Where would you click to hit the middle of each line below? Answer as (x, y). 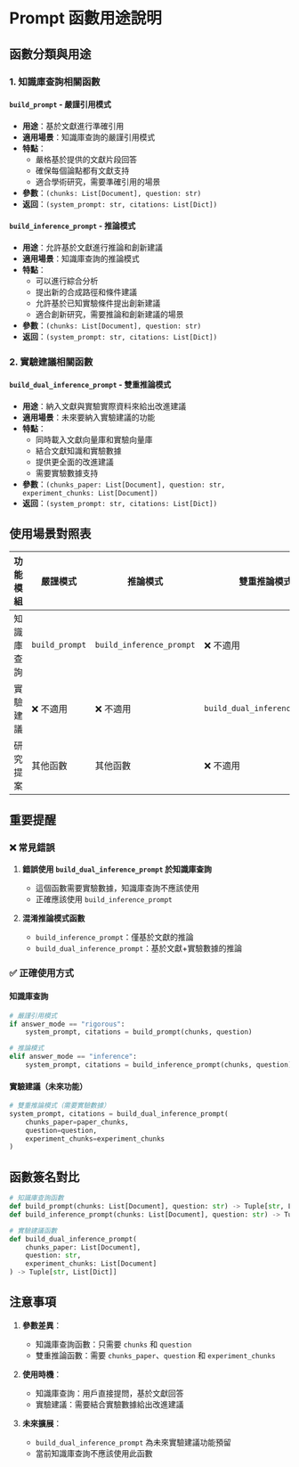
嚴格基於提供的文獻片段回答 (86, 159)
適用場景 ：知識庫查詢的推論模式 (81, 258)
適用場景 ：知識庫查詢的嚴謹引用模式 (89, 137)
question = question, (61, 1130)
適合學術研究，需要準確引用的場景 (98, 181)
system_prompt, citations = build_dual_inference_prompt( (119, 1114)
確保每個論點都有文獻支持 (82, 170)
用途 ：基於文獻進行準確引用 (73, 126)
